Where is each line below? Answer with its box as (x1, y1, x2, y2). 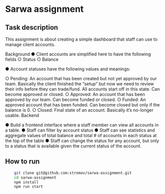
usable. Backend (5, 112, 40, 118)
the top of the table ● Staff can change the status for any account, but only (5, 138, 160, 144)
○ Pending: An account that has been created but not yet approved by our (5, 76, 157, 81)
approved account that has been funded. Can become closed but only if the (5, 102, 160, 107)
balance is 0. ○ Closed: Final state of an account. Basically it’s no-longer (5, 107, 154, 113)
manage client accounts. (5, 42, 55, 48)
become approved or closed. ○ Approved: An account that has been (5, 92, 145, 97)
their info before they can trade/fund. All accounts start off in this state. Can (5, 86, 160, 92)
